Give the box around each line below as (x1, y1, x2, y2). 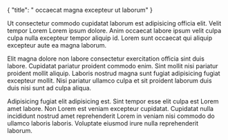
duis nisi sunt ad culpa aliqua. (7, 84, 92, 92)
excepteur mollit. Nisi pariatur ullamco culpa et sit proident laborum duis (7, 77, 212, 85)
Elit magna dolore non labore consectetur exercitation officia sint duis (7, 54, 205, 63)
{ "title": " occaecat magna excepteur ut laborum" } (7, 6, 153, 14)
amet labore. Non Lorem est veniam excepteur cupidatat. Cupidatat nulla (7, 105, 214, 112)
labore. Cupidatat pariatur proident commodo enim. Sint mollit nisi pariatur (7, 62, 219, 70)
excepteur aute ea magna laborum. (7, 41, 107, 49)
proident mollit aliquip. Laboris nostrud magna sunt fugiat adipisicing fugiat (7, 69, 220, 77)
